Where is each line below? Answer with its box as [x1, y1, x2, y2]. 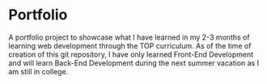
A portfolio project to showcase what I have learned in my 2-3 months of [8, 32, 250, 42]
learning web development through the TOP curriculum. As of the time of [8, 40, 252, 50]
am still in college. [8, 66, 69, 76]
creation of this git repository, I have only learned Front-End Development [8, 49, 253, 59]
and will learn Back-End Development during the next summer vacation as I [8, 58, 260, 68]
